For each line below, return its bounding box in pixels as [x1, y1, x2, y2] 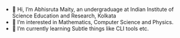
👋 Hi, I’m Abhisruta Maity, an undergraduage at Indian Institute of [12, 6, 174, 13]
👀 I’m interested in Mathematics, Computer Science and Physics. [12, 19, 174, 25]
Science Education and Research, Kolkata [12, 12, 116, 19]
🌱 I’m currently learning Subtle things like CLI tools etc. [12, 25, 149, 32]
